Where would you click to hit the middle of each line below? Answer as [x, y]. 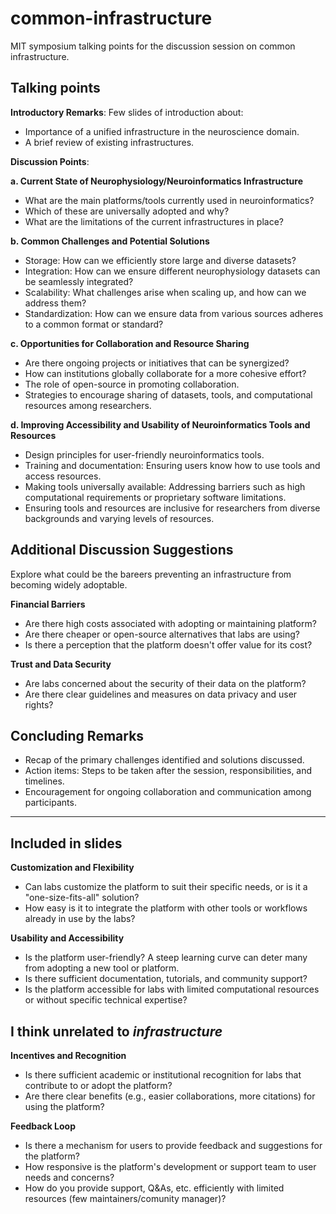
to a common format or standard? [94, 324]
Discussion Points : [50, 161]
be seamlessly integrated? [79, 281]
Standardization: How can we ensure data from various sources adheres [174, 313]
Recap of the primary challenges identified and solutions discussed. [164, 760]
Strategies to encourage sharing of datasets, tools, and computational [168, 394]
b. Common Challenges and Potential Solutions [110, 241]
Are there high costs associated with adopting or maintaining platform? [170, 623]
